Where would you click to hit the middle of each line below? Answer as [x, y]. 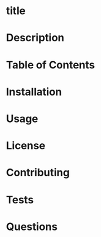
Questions [32, 227]
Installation [34, 92]
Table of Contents [51, 65]
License [26, 146]
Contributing [38, 173]
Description [35, 38]
